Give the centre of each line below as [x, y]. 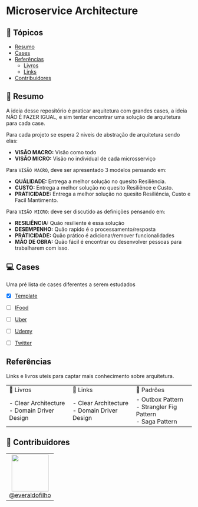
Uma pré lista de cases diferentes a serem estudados [71, 284]
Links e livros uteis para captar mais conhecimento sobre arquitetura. [90, 376]
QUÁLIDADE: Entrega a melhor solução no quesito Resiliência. [90, 181]
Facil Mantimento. [36, 200]
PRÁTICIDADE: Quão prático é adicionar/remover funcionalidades [95, 235]
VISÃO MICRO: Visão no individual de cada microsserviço [85, 158]
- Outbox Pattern [160, 399]
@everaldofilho [30, 495]
